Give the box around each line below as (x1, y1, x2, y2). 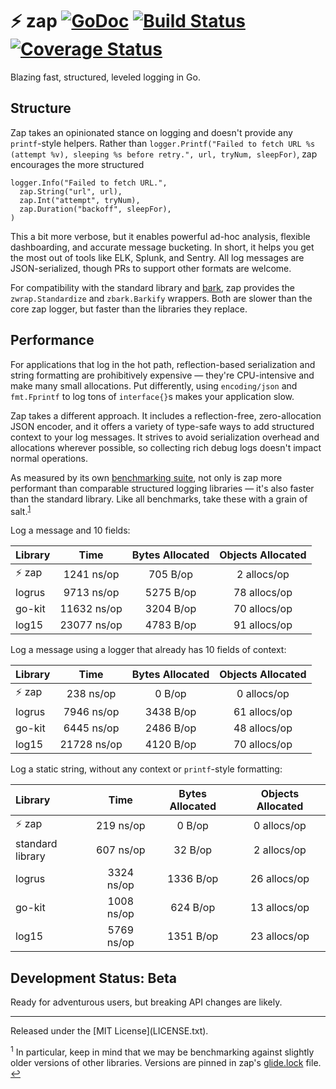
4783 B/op (144, 618, 197, 632)
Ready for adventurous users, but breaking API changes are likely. (10, 996, 283, 1008)
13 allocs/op (249, 901, 310, 915)
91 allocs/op (233, 618, 293, 632)
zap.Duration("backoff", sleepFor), (19, 204, 172, 214)
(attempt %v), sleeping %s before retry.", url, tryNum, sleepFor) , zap (10, 148, 318, 160)
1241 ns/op (63, 567, 120, 581)
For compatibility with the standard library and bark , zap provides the (10, 281, 295, 293)
